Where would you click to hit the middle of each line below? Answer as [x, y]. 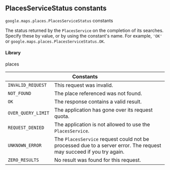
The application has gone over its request [103, 110]
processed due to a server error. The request [108, 146]
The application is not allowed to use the [102, 125]
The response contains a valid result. [98, 102]
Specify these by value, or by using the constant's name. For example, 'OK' [84, 36]
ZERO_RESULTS [24, 160]
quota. [62, 116]
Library [13, 53]
